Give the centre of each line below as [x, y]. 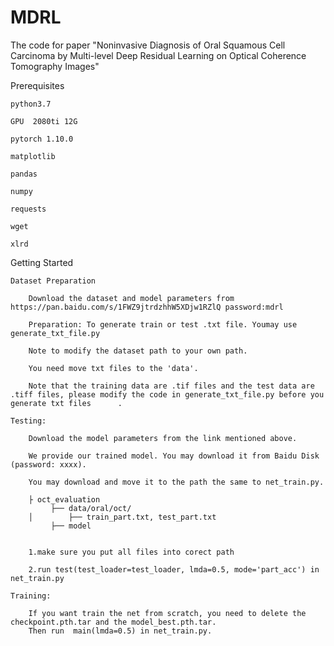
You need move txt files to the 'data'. [113, 368]
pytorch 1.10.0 [42, 139]
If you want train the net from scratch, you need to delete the [167, 613]
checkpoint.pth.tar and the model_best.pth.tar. [113, 622]
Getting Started [42, 262]
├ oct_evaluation [64, 499]
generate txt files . [66, 403]
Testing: [28, 421]
